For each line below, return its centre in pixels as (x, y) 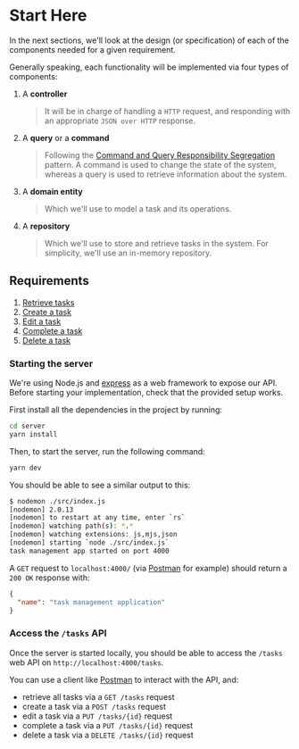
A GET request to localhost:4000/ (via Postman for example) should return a (148, 568)
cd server (28, 426)
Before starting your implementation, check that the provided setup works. (146, 393)
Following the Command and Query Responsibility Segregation (159, 155)
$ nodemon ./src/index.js (57, 501)
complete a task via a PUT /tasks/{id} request (108, 725)
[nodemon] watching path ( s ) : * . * (71, 526)
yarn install (33, 434)
